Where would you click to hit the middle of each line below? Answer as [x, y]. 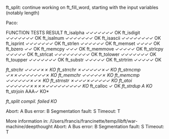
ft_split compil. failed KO [31, 101]
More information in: [27, 121]
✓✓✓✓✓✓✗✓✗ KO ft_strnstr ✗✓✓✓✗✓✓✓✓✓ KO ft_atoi [69, 80]
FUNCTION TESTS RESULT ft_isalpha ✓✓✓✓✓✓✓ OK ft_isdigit [73, 32]
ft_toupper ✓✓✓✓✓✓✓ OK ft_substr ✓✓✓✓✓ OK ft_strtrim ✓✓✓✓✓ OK [84, 60]
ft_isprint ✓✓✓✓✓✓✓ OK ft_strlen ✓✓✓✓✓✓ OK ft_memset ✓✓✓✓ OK [83, 43]
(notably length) [23, 13]
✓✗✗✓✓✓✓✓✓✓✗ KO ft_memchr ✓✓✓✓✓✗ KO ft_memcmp [73, 75]
